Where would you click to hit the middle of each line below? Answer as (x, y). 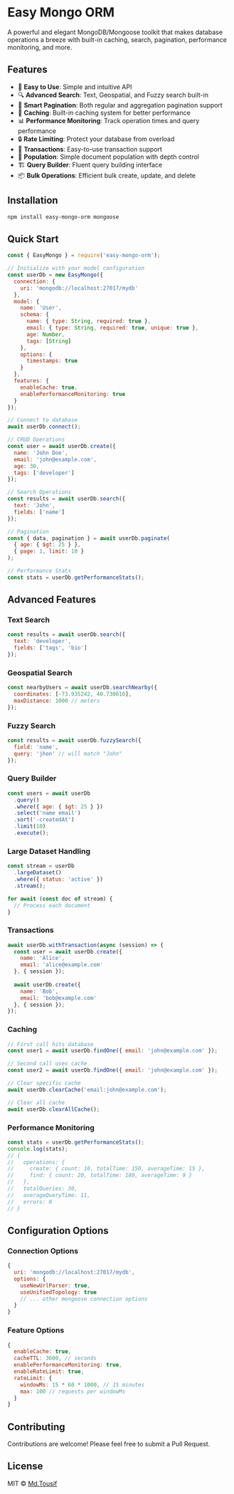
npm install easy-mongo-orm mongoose (63, 217)
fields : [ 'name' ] (39, 512)
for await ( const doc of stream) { (60, 899)
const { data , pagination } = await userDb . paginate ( (89, 538)
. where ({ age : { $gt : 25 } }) (58, 806)
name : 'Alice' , (43, 958)
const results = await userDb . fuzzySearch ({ (74, 741)
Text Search (28, 620)
